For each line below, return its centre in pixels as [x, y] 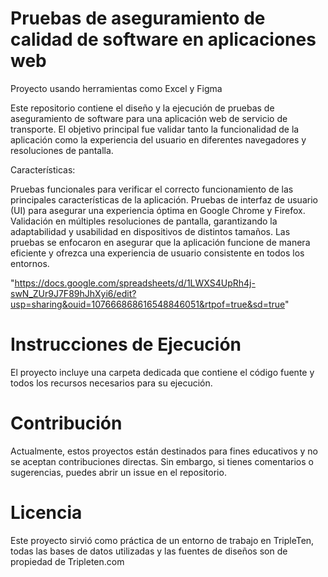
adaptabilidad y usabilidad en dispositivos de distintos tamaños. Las [150, 231]
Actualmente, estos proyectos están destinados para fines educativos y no [164, 451]
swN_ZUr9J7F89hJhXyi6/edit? [73, 293]
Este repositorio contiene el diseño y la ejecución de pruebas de [142, 108]
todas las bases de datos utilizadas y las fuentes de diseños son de [149, 551]
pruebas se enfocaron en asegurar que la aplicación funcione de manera [160, 242]
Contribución [66, 423]
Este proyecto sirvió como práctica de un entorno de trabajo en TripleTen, [162, 540]
